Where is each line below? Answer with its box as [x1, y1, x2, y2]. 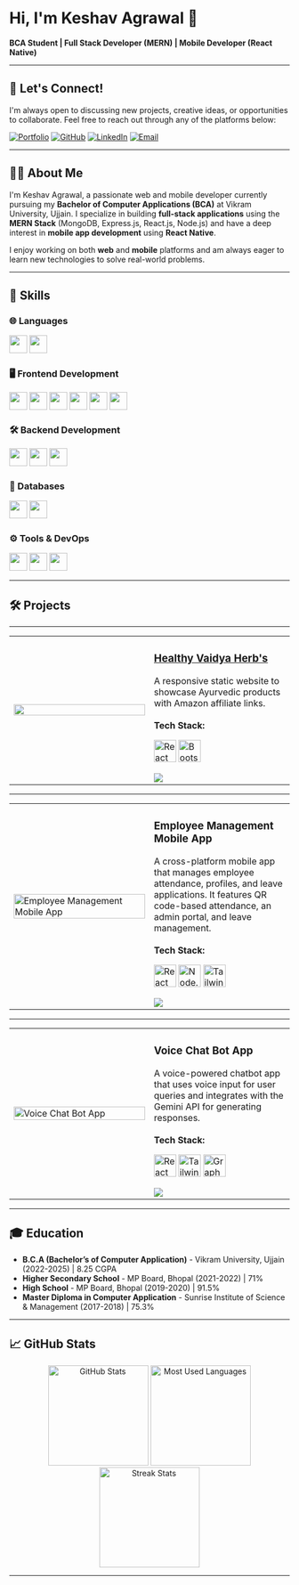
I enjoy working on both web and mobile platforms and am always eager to [9, 244, 285, 255]
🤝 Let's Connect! [9, 81, 104, 96]
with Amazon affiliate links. [154, 697, 266, 710]
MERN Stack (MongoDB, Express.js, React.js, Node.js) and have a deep [9, 217, 271, 228]
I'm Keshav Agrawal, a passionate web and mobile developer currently [9, 189, 268, 199]
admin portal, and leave [154, 911, 252, 923]
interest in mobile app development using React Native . [9, 227, 216, 238]
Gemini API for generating [154, 1101, 263, 1113]
